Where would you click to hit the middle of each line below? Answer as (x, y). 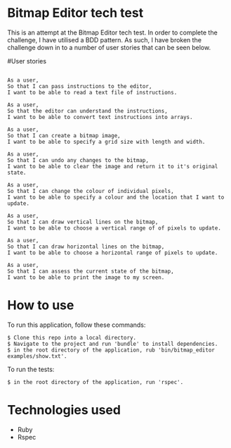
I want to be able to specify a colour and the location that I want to (116, 197)
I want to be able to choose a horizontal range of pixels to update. (113, 253)
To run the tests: (31, 369)
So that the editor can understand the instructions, (88, 111)
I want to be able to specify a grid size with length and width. (106, 142)
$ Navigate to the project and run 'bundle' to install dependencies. (113, 344)
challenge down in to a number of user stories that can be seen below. (109, 47)
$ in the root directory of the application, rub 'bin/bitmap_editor (111, 350)
